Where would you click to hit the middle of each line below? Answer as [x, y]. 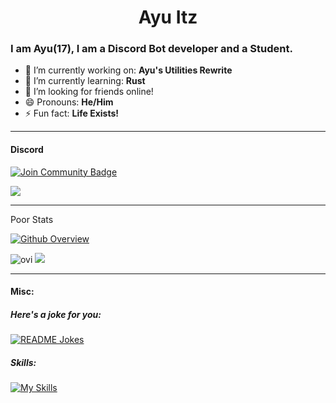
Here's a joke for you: [56, 314]
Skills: [23, 362]
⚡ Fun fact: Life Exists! [71, 113]
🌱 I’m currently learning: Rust [85, 81]
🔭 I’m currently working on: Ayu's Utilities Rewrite [128, 70]
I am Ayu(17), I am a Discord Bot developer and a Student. [151, 49]
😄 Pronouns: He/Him [69, 102]
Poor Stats [32, 219]
